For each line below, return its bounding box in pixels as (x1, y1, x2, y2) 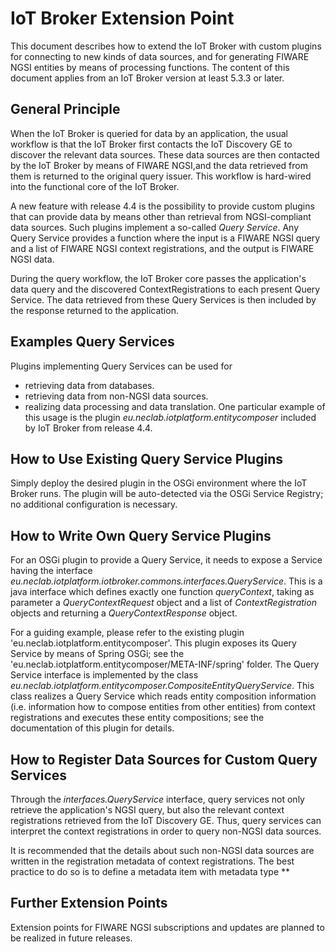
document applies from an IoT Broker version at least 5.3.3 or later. (10, 72, 285, 84)
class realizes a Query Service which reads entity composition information (10, 690, 317, 702)
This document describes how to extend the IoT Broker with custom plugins (10, 40, 322, 52)
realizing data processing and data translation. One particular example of (24, 400, 326, 412)
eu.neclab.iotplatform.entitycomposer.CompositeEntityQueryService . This (10, 680, 315, 692)
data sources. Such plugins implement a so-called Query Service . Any (10, 221, 300, 233)
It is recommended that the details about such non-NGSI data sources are (10, 845, 315, 856)
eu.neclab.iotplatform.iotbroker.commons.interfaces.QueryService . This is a (10, 575, 323, 587)
